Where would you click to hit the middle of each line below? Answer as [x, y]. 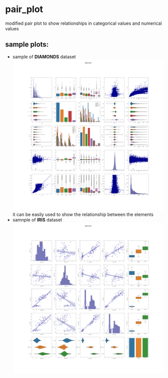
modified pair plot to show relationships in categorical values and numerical [83, 23]
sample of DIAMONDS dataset [44, 57]
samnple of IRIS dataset [37, 220]
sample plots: [27, 45]
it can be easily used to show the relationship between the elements [83, 214]
